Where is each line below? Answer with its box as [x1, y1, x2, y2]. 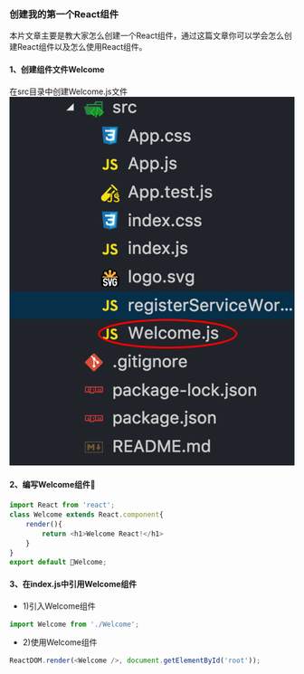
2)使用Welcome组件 [22, 637, 98, 648]
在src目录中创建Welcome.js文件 [9, 86, 128, 97]
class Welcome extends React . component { [9, 510, 165, 519]
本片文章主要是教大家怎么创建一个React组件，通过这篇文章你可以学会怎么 [9, 30, 285, 42]
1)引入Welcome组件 [22, 600, 97, 612]
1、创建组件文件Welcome [9, 63, 105, 74]
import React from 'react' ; [9, 500, 116, 510]
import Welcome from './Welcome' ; [9, 620, 140, 629]
